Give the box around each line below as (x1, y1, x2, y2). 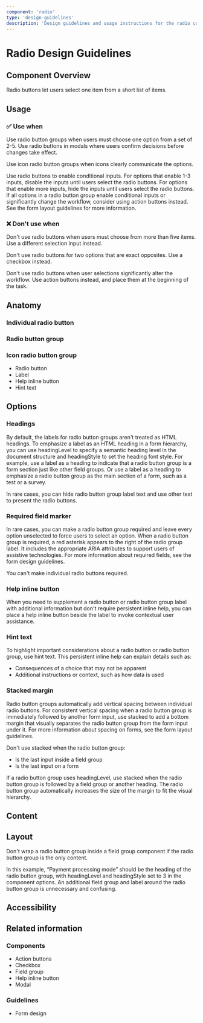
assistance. (6, 618, 35, 625)
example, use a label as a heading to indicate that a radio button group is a (6, 459, 192, 467)
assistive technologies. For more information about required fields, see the (6, 551, 192, 558)
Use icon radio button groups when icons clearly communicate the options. (6, 161, 194, 168)
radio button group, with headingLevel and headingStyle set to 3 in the (6, 872, 182, 879)
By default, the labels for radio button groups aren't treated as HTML (6, 433, 177, 441)
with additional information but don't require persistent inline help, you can (6, 605, 192, 612)
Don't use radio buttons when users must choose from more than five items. (6, 233, 196, 241)
